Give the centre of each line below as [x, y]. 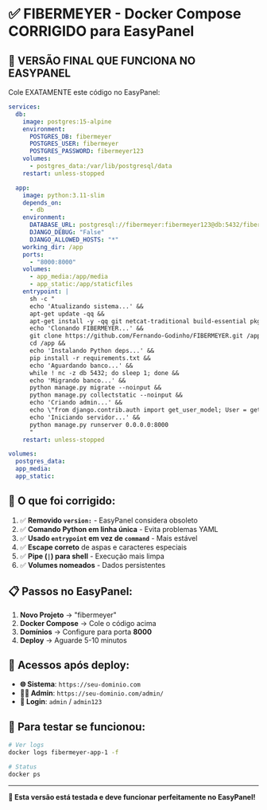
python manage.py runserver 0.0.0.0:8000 [99, 425]
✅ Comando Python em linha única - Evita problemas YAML [119, 529]
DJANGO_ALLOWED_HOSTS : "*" [74, 240]
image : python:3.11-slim [64, 195]
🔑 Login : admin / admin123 [61, 702]
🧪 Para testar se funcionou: [77, 727]
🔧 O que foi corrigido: [62, 501]
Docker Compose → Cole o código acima [88, 623]
